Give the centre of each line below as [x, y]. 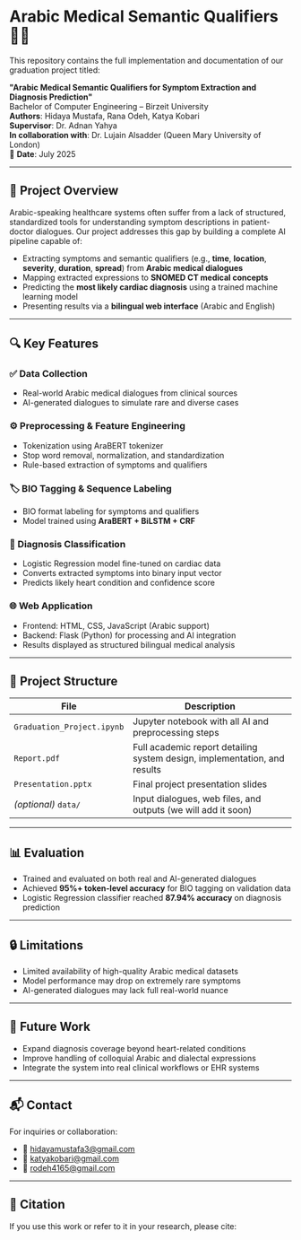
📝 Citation [37, 1205]
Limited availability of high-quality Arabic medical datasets [130, 972]
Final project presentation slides [200, 784]
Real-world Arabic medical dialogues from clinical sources [130, 393]
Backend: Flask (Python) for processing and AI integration [129, 635]
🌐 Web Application [51, 606]
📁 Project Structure [64, 681]
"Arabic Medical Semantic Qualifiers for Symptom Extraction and [133, 87]
